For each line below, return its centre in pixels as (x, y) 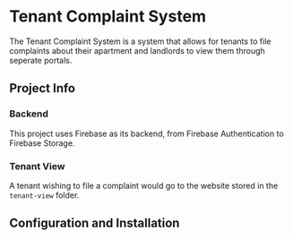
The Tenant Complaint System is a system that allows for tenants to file (140, 41)
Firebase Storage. (42, 143)
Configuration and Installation (95, 223)
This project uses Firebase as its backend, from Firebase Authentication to (146, 133)
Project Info (43, 88)
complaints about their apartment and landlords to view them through (138, 50)
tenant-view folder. (44, 195)
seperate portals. (41, 60)
